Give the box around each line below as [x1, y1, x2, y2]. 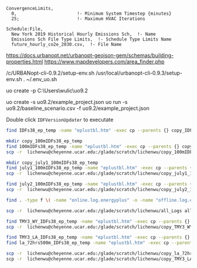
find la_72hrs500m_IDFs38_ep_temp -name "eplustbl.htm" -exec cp [6, 240, 169, 246]
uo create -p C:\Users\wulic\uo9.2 [6, 87, 88, 94]
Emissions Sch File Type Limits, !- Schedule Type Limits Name [11, 36, 172, 42]
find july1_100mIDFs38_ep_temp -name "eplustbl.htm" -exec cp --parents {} [6, 165, 195, 171]
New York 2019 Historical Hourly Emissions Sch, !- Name [11, 31, 157, 37]
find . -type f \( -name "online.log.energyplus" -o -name [6, 197, 154, 203]
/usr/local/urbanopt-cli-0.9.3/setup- [96, 69, 183, 76]
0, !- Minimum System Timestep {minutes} [11, 11, 172, 16]
